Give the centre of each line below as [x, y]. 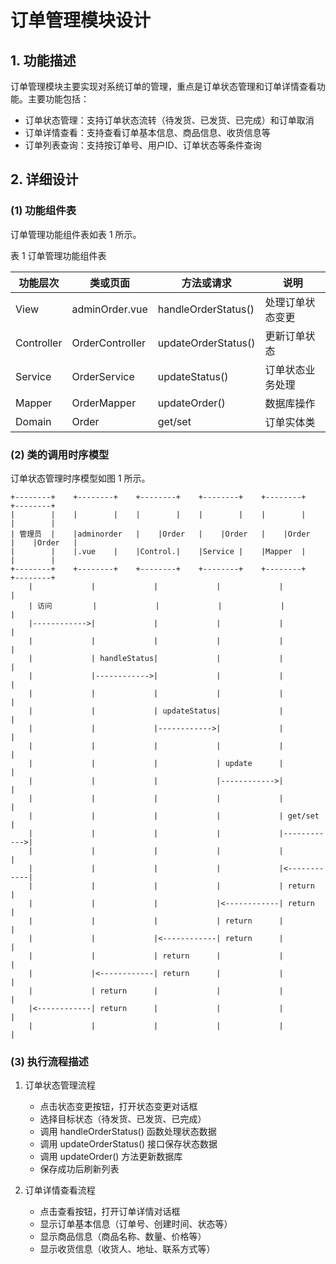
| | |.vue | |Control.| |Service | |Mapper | [158, 551]
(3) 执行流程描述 [49, 1061]
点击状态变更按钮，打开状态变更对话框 [118, 1107]
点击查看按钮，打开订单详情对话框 [110, 1212]
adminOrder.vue [109, 309]
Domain [33, 421]
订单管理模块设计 [81, 20]
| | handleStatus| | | [156, 658]
